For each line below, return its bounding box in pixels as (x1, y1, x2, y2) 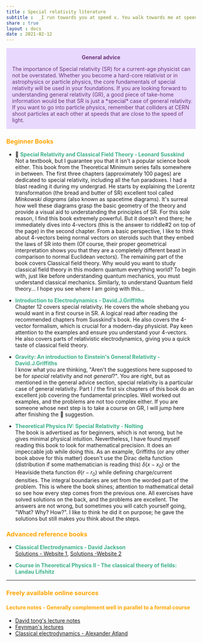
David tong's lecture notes (14, 617, 81, 624)
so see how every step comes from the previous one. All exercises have (14, 489, 194, 497)
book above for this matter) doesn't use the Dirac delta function (14, 455, 173, 462)
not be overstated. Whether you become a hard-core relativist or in (11, 72, 178, 79)
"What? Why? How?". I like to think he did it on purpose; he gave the (14, 508, 184, 515)
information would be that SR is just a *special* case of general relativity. (11, 97, 193, 104)
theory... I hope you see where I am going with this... (14, 285, 145, 293)
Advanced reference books (6, 530, 88, 538)
